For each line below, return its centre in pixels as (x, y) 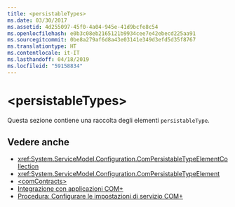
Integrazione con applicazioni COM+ (70, 189)
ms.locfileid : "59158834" (45, 66)
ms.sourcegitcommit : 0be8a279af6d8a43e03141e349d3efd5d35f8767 (102, 40)
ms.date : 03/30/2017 (38, 20)
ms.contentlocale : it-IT (43, 53)
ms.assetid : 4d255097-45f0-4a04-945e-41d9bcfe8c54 (83, 27)
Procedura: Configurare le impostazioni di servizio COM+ (100, 196)
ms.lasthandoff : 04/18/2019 (48, 60)
